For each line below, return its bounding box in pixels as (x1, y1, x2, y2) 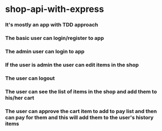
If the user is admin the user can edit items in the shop (5, 61, 139, 68)
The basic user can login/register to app (5, 35, 104, 42)
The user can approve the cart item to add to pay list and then (5, 108, 157, 115)
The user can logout (5, 75, 55, 82)
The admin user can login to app (5, 48, 85, 55)
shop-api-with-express (5, 3, 104, 15)
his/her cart (5, 94, 34, 101)
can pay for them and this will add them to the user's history (5, 114, 154, 121)
